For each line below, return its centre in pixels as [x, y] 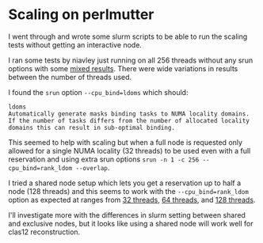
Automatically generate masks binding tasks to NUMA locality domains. [129, 114]
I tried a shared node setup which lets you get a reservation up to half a [125, 183]
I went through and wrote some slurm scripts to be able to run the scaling [128, 36]
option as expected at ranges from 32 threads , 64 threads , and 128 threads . [132, 199]
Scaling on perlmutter [81, 15]
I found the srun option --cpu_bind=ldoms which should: [98, 92]
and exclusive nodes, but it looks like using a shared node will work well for [131, 223]
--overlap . [93, 167]
